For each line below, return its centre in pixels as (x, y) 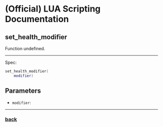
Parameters (23, 91)
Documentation (37, 19)
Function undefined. (25, 49)
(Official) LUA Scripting (53, 9)
